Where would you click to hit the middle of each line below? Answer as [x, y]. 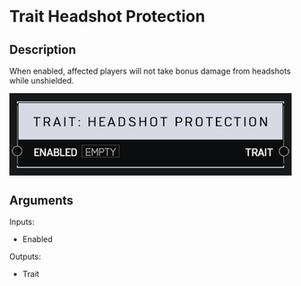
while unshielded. [42, 81]
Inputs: [22, 222]
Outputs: [26, 256]
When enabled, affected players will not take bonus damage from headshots [150, 71]
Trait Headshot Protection [107, 17]
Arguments [42, 200]
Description [43, 50]
